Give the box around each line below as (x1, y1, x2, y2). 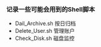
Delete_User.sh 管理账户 (14, 27, 75, 35)
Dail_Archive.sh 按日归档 (14, 20, 76, 27)
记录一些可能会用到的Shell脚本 (6, 5, 95, 13)
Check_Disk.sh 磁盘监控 (14, 35, 75, 42)
